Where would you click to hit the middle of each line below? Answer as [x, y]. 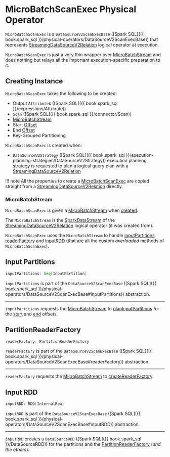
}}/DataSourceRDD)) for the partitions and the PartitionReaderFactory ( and [83, 444]
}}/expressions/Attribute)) [39, 108]
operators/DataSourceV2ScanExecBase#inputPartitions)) [65, 294]
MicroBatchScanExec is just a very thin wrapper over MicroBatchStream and [83, 55]
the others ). [17, 450]
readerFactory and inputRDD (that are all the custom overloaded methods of [85, 241]
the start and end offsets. [32, 314]
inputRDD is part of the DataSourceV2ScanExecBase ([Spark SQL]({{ [73, 414]
